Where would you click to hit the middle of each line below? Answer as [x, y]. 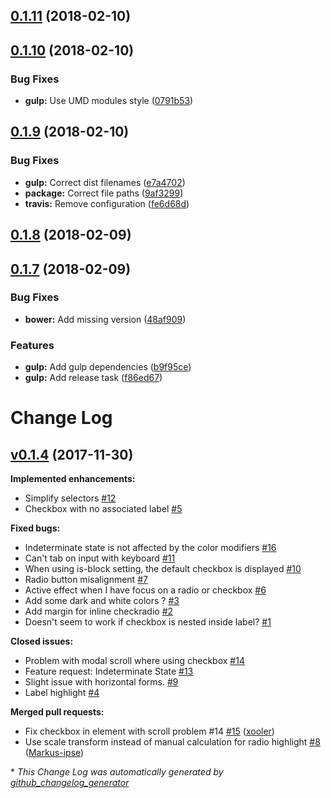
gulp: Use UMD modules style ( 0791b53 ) [109, 101]
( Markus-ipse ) [54, 753]
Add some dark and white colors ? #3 [102, 601]
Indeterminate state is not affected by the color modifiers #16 [150, 548]
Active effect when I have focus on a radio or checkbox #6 [145, 590]
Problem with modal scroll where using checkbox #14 [134, 661]
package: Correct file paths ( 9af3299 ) [104, 193]
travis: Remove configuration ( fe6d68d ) [107, 203]
